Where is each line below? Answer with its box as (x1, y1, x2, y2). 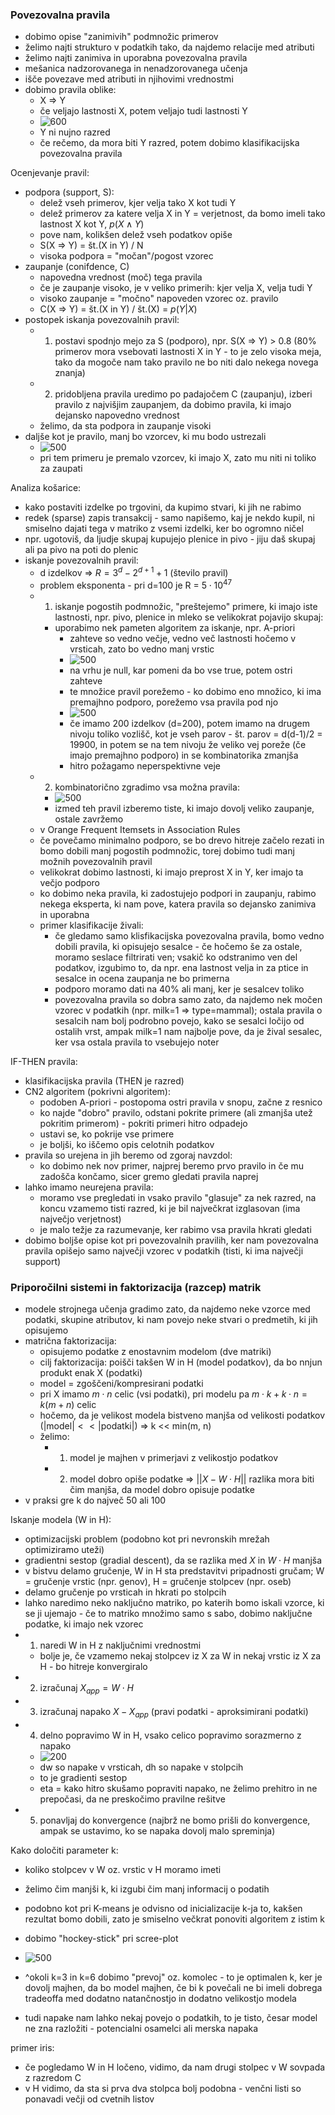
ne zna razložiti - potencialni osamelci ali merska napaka (24, 2022, 259, 2034)
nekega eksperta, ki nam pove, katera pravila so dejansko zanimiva (39, 898, 317, 910)
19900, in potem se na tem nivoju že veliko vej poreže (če (69, 738, 307, 750)
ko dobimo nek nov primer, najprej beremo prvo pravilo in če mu (39, 1159, 305, 1172)
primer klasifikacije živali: (39, 919, 144, 931)
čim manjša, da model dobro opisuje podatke (69, 1483, 255, 1495)
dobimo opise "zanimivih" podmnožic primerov (24, 31, 219, 43)
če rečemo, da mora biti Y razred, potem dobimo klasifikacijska (39, 137, 300, 149)
